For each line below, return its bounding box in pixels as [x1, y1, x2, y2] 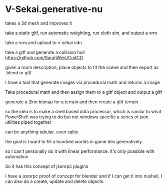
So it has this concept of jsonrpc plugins [5, 163, 88, 169]
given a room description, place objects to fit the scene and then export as [5, 64, 159, 70]
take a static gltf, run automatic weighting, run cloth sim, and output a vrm [5, 30, 157, 36]
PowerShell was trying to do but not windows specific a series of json [5, 114, 149, 120]
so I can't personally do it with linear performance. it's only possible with [5, 148, 155, 154]
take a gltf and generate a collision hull [5, 49, 85, 55]
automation [5, 153, 28, 159]
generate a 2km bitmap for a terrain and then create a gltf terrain [5, 99, 138, 105]
